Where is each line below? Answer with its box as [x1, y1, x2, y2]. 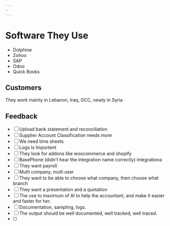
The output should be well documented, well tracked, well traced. [19, 210, 158, 216]
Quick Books [12, 68, 40, 74]
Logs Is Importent [19, 144, 57, 150]
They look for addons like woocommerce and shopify [19, 150, 132, 157]
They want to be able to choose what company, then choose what [19, 175, 159, 181]
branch [12, 180, 28, 186]
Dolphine [12, 47, 32, 53]
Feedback [5, 111, 38, 121]
